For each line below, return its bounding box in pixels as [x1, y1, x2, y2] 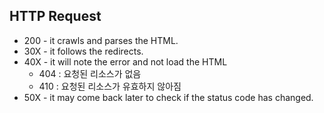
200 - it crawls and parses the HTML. [23, 34, 179, 46]
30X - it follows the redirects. [23, 45, 144, 57]
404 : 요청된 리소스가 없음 [38, 67, 142, 79]
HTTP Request [9, 8, 102, 25]
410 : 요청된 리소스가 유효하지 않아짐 [38, 80, 182, 92]
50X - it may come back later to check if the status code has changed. [23, 91, 314, 103]
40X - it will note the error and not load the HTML [23, 55, 228, 68]
